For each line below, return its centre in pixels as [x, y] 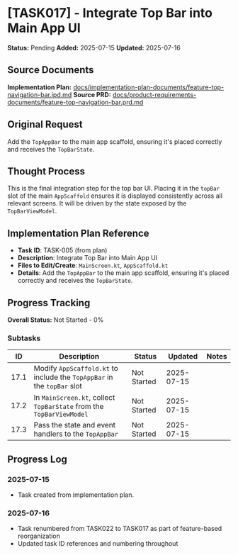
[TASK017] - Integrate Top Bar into [110, 13]
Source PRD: [92, 94]
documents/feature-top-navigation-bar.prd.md [75, 102]
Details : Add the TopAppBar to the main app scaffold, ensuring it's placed [123, 273]
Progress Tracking [49, 303]
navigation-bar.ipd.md [40, 94]
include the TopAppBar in [73, 377]
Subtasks [24, 338]
